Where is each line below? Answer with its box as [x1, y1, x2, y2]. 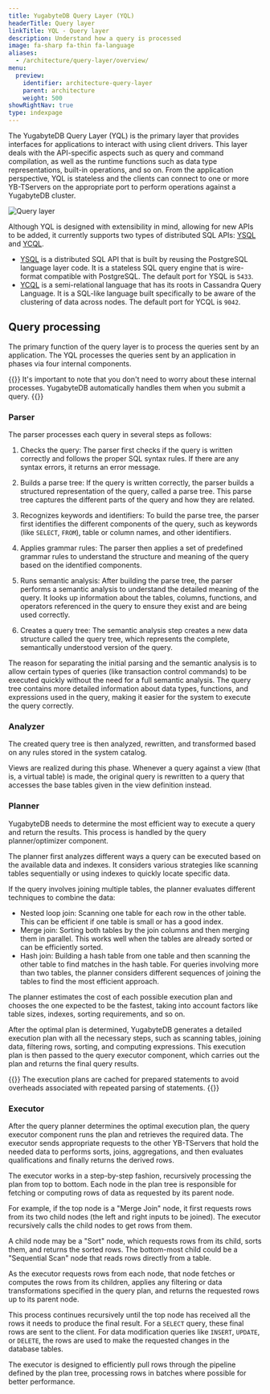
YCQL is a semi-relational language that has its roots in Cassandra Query [19, 280, 262, 289]
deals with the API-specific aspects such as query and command [8, 148, 224, 157]
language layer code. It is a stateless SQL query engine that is [19, 263, 225, 272]
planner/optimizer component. [8, 836, 108, 845]
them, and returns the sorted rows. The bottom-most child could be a [8, 1245, 239, 1254]
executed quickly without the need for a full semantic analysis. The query [8, 676, 252, 685]
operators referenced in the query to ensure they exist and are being [19, 602, 247, 611]
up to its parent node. [8, 1294, 80, 1304]
